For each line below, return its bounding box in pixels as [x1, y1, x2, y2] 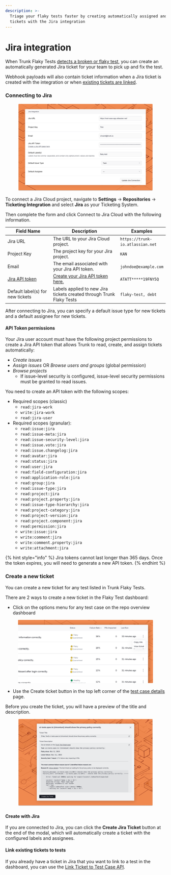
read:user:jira [20, 464, 52, 469]
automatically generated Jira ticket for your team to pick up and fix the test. [5, 64, 163, 70]
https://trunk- [120, 236, 153, 242]
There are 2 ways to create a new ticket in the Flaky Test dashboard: [5, 594, 149, 601]
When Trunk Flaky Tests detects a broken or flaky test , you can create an [5, 59, 159, 65]
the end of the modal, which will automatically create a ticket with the [5, 830, 151, 836]
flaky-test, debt [120, 292, 157, 297]
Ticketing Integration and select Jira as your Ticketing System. [5, 202, 139, 208]
